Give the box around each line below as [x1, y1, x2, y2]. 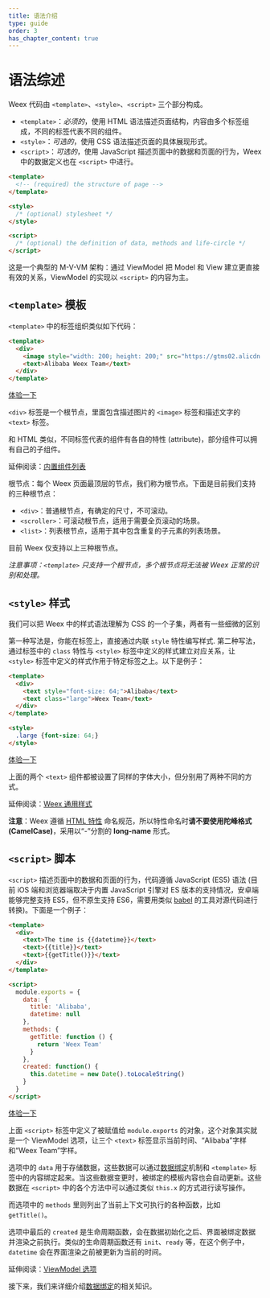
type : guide [8, 19, 48, 27]
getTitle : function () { [29, 1032, 113, 1040]
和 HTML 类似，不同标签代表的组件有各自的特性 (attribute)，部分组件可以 [8, 435, 251, 444]
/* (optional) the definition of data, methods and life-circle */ [15, 239, 247, 248]
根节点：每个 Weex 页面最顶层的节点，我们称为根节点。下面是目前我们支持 [8, 479, 256, 488]
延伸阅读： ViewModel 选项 [8, 1264, 97, 1274]
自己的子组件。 [14, 444, 65, 455]
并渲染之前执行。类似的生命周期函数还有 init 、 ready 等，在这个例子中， [8, 1237, 249, 1246]
